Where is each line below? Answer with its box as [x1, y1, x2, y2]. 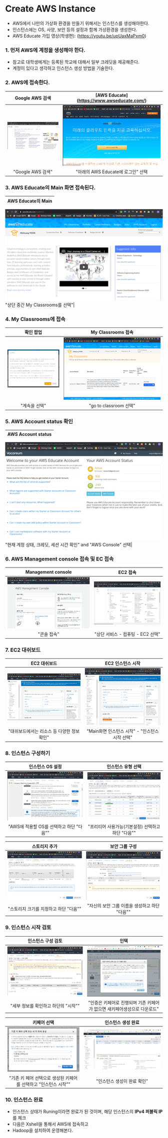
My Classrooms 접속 [90, 329, 133, 335]
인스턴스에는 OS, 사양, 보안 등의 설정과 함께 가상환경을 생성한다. [12, 26, 137, 33]
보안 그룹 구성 [109, 843, 137, 849]
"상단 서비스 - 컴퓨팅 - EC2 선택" [94, 631, 160, 637]
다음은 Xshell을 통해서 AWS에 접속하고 [12, 1121, 88, 1127]
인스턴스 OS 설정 [28, 763, 62, 769]
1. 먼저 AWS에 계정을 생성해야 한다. [5, 46, 86, 53]
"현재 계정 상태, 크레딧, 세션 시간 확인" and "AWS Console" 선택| [5, 542, 132, 548]
